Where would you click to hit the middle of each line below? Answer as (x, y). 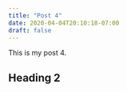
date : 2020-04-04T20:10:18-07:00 (64, 23)
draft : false (30, 30)
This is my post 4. (38, 53)
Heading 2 (35, 77)
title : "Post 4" (35, 15)
